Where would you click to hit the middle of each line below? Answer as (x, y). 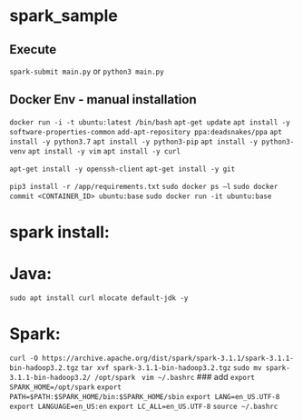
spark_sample (64, 16)
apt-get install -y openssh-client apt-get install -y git (122, 169)
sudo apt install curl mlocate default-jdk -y (99, 298)
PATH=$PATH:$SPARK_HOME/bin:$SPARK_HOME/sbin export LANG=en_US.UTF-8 (145, 396)
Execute (33, 50)
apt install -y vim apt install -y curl (104, 151)
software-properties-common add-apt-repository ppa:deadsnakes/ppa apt (146, 132)
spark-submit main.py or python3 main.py (87, 71)
